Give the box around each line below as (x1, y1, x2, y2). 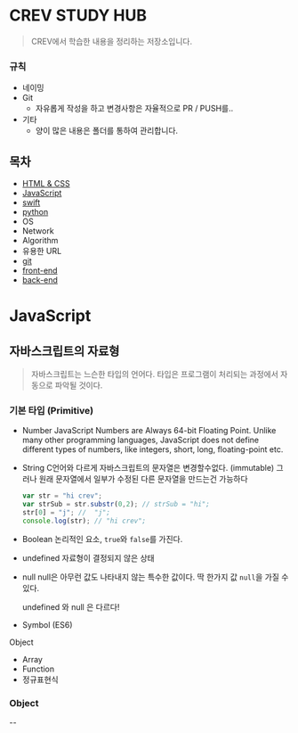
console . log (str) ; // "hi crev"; (21, 516, 147, 525)
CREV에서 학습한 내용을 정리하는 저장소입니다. (30, 36, 193, 46)
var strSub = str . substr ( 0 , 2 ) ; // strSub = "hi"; (21, 500, 211, 509)
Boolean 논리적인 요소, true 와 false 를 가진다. (21, 533, 183, 544)
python (21, 207, 49, 218)
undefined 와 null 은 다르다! (21, 601, 120, 612)
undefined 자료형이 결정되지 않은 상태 (21, 552, 155, 563)
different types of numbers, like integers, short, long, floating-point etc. (21, 444, 284, 455)
